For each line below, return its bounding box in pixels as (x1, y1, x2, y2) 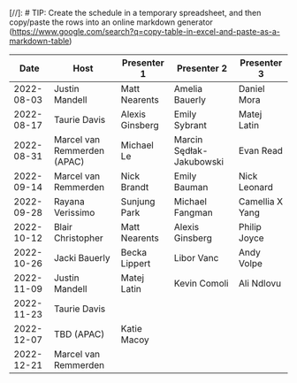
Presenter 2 (176, 62, 228, 74)
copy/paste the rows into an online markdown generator (9, 17, 214, 27)
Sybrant (173, 119, 208, 131)
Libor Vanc (173, 252, 219, 264)
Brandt (120, 181, 149, 193)
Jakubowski (173, 156, 224, 167)
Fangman (173, 207, 214, 218)
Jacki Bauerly (53, 252, 110, 264)
